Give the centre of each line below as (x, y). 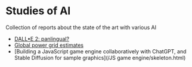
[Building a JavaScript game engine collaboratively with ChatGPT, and (100, 51)
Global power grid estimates (49, 45)
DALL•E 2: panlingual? (42, 39)
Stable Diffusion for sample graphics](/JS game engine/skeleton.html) (100, 58)
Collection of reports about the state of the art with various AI (81, 27)
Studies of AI (38, 11)
